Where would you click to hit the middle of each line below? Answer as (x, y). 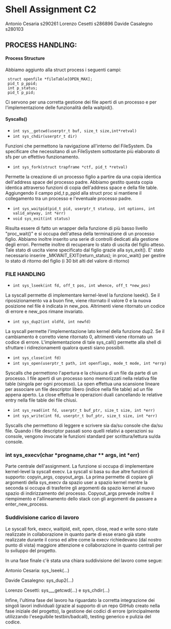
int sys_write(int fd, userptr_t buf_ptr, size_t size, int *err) (85, 416)
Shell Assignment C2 (51, 9)
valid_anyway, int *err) (39, 213)
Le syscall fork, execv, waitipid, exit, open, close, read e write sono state (82, 529)
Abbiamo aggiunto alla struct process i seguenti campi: (63, 70)
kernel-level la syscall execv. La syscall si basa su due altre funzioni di (79, 472)
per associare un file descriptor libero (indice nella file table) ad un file (79, 389)
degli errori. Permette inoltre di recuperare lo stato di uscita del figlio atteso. (85, 244)
